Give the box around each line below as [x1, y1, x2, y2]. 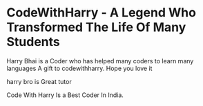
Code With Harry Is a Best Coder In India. [6, 91, 124, 99]
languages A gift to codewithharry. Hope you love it [6, 64, 153, 72]
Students [6, 34, 60, 50]
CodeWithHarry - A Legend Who [6, 5, 196, 21]
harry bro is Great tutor [6, 77, 72, 85]
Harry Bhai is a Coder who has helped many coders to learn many [6, 56, 194, 65]
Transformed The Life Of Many [6, 19, 186, 35]
